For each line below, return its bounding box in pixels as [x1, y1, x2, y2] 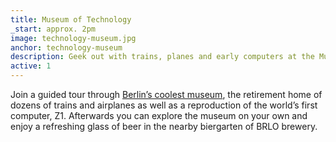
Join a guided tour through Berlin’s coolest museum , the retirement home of [10, 89, 323, 100]
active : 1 [10, 61, 52, 71]
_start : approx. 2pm [10, 24, 97, 34]
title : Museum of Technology [10, 14, 132, 25]
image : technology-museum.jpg [10, 33, 137, 43]
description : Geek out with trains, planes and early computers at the [10, 52, 315, 62]
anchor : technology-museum [10, 42, 123, 53]
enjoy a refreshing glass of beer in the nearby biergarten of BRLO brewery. [10, 121, 318, 132]
